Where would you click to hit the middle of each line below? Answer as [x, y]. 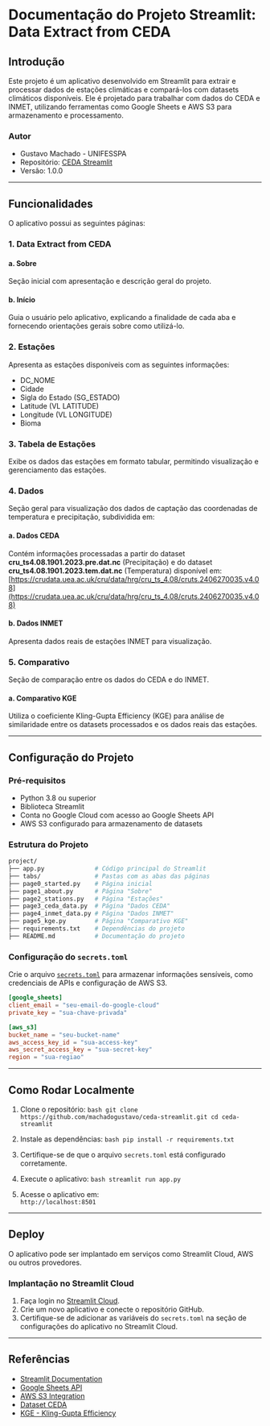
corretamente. [43, 1163]
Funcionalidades [51, 204]
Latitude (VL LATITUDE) [59, 405]
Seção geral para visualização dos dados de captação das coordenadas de [133, 509]
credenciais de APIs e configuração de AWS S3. [88, 983]
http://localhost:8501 [58, 1202]
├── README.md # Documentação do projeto [96, 936]
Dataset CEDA [43, 1404]
